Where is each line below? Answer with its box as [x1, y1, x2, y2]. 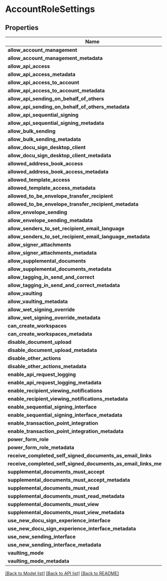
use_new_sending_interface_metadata [7, 542, 101, 548]
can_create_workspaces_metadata [7, 330, 92, 337]
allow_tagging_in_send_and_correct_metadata [7, 282, 120, 289]
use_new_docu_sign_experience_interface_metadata [7, 525, 136, 532]
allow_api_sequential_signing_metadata [7, 120, 104, 126]
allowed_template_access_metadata [7, 185, 96, 191]
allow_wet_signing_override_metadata [7, 314, 101, 321]
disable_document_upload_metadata [7, 347, 97, 353]
